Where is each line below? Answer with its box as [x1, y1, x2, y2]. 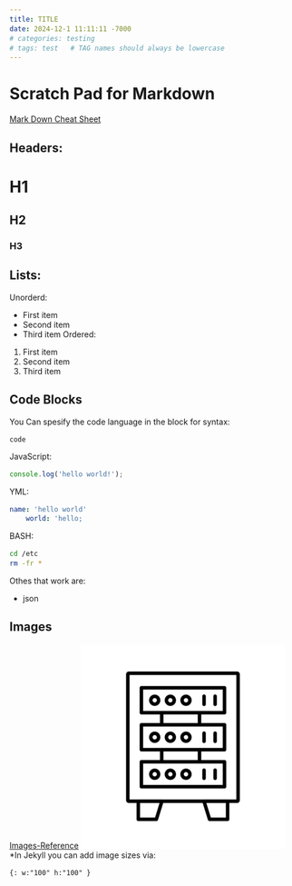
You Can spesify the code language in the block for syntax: [9, 416, 230, 427]
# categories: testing [9, 34, 95, 43]
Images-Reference [9, 840, 79, 851]
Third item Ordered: [22, 328, 97, 340]
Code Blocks [9, 392, 83, 408]
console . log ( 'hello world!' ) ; [9, 469, 124, 479]
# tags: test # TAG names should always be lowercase [9, 44, 225, 53]
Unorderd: [9, 292, 48, 303]
